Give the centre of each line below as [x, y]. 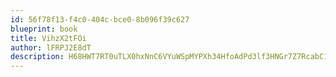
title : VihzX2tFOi [48, 38]
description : [37, 57]
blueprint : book [44, 29]
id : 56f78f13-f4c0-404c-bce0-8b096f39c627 [100, 19]
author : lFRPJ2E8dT [51, 47]
